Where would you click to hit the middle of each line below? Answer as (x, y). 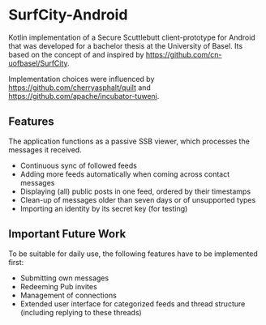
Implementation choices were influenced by (82, 79)
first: (16, 262)
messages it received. (45, 150)
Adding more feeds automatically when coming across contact (125, 174)
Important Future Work (67, 234)
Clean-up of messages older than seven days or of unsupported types (138, 199)
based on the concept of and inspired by (76, 54)
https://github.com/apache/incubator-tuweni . (84, 96)
